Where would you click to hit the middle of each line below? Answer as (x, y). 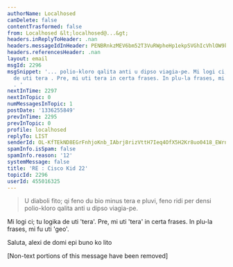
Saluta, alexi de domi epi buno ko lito (60, 243)
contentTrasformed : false (44, 26)
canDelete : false (32, 20)
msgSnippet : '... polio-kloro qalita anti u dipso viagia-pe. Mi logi (111, 71)
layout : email (28, 59)
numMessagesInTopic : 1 (40, 104)
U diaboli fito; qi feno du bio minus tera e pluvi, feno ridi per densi (118, 201)
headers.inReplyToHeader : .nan (52, 40)
